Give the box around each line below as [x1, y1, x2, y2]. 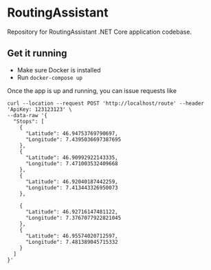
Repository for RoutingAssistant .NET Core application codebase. [7, 28, 192, 36]
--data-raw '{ [7, 112, 48, 118]
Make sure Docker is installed [16, 65, 101, 74]
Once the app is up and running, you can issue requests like [7, 86, 177, 94]
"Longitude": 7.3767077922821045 [25, 214, 122, 221]
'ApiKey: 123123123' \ [7, 105, 72, 113]
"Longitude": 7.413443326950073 [25, 184, 118, 191]
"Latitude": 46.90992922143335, [25, 154, 118, 161]
